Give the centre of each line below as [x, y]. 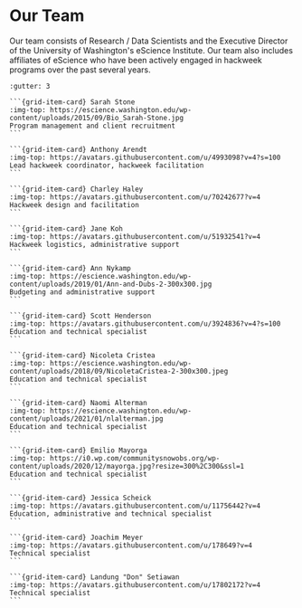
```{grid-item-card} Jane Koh [66, 228]
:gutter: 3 [30, 86]
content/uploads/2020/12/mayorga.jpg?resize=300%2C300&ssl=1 [127, 466]
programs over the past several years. [80, 70]
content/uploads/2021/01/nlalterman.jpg [87, 418]
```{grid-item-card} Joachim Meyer [76, 537]
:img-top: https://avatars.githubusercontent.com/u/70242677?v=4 [135, 197]
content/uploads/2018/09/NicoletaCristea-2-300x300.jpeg [119, 371]
